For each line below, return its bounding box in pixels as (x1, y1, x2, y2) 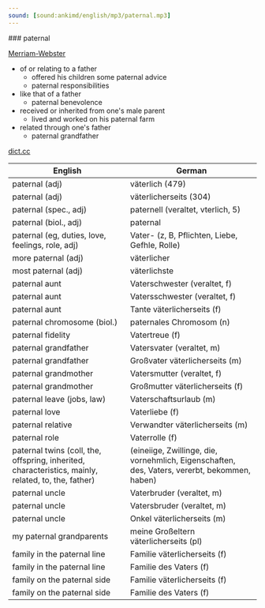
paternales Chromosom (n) (129, 317, 230, 328)
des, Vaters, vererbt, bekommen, (129, 464, 251, 475)
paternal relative (12, 419, 73, 430)
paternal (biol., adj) (12, 216, 83, 227)
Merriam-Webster (8, 48, 66, 58)
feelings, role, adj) (12, 239, 79, 250)
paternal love (12, 406, 61, 417)
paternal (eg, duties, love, (12, 230, 106, 241)
